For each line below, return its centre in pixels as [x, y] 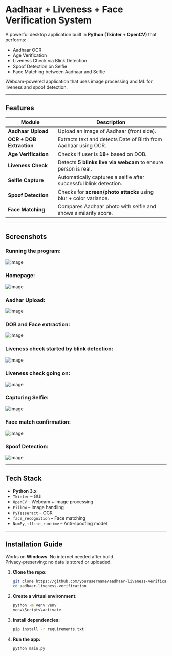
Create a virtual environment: [45, 596]
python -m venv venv [35, 605]
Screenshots [26, 237]
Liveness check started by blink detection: [59, 349]
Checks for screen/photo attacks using [106, 192]
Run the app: [27, 639]
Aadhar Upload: [25, 300]
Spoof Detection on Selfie [40, 66]
